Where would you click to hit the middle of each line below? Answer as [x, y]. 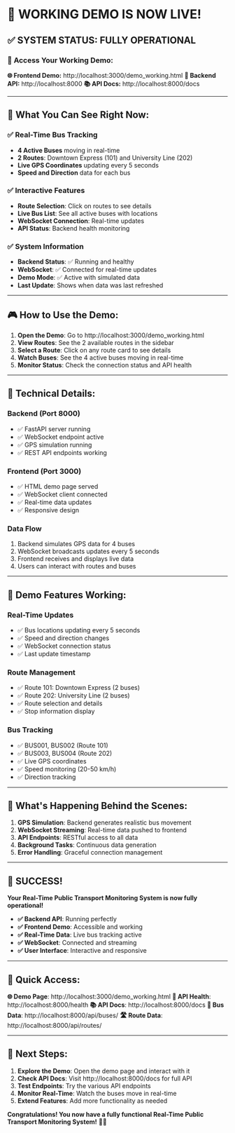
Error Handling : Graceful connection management [90, 853]
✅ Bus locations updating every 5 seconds [79, 630]
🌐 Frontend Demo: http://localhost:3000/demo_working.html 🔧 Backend [112, 75]
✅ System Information [45, 246]
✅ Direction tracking [47, 777]
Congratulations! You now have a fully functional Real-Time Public [106, 1114]
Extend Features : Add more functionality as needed [92, 1101]
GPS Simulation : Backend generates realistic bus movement [104, 822]
